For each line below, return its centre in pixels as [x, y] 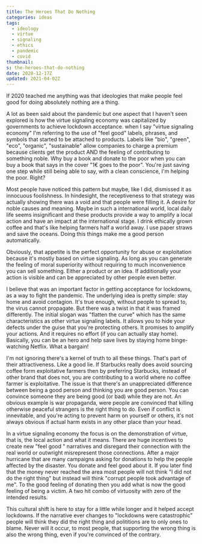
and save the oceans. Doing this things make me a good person [85, 234]
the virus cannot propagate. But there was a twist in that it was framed [93, 308]
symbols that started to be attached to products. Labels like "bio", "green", [98, 139]
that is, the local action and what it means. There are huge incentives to [95, 440]
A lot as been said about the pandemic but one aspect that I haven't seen [97, 114]
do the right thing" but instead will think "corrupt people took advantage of [99, 479]
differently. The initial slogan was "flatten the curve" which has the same [96, 315]
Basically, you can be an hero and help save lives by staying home [88, 340]
